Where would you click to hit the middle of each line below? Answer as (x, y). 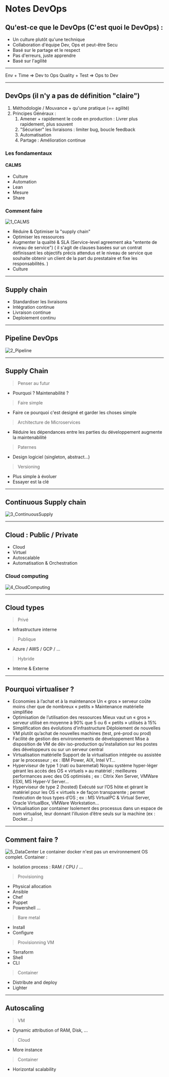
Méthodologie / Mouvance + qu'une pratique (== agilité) (71, 108)
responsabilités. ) (30, 264)
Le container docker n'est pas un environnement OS (94, 852)
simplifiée (23, 712)
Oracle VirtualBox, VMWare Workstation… (56, 803)
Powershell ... (27, 908)
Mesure (20, 192)
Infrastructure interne (34, 630)
